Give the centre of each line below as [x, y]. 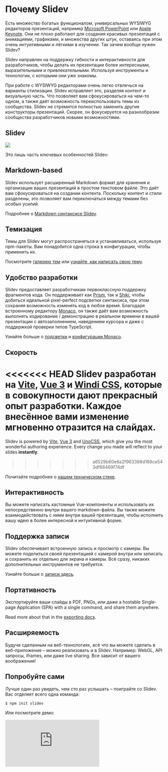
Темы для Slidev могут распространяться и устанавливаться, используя [83, 241]
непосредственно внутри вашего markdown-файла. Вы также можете [80, 510]
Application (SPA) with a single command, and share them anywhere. [88, 607]
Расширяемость [32, 633]
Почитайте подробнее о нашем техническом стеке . [61, 477]
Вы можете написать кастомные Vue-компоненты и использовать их [80, 504]
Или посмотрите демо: [30, 713]
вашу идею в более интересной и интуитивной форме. [64, 521]
